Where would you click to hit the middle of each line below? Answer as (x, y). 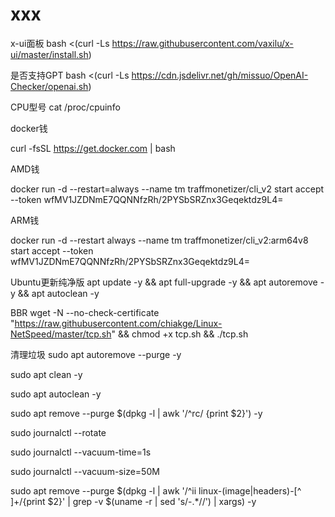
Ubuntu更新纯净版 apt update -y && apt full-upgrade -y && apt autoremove (164, 282)
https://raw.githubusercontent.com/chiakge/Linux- (118, 323)
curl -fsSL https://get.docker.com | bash (93, 148)
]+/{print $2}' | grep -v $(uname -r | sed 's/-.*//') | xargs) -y (133, 501)
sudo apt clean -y (46, 374)
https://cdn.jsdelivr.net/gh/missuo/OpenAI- (220, 75)
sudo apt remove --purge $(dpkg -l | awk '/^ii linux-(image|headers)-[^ (156, 490)
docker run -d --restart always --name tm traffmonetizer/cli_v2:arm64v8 (159, 240)
